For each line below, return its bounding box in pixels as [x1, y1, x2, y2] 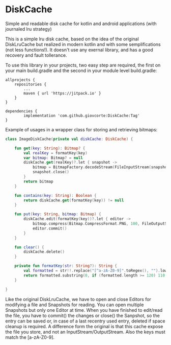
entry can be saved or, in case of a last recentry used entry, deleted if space [5, 318, 165, 324]
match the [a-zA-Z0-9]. [5, 334, 55, 340]
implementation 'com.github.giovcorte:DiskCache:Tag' [23, 113, 140, 118]
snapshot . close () [32, 170, 70, 175]
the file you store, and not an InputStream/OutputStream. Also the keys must [5, 329, 165, 335]
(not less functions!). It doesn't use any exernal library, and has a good [5, 47, 154, 53]
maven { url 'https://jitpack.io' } [23, 90, 101, 96]
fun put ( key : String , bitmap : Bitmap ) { [14, 212, 101, 217]
